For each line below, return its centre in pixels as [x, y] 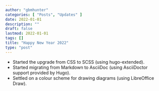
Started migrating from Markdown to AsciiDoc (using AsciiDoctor [80, 67]
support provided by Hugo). [41, 73]
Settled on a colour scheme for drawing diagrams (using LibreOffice [83, 78]
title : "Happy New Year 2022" [37, 43]
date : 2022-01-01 [23, 19]
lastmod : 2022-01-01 [27, 33]
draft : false [19, 29]
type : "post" [19, 48]
